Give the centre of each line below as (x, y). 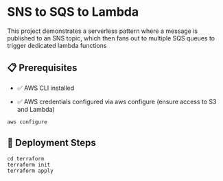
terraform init (29, 165)
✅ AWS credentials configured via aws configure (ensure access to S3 (117, 101)
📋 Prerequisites (42, 68)
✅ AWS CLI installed (46, 88)
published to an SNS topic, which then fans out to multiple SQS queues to (111, 38)
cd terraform (26, 158)
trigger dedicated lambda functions (57, 45)
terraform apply (30, 171)
